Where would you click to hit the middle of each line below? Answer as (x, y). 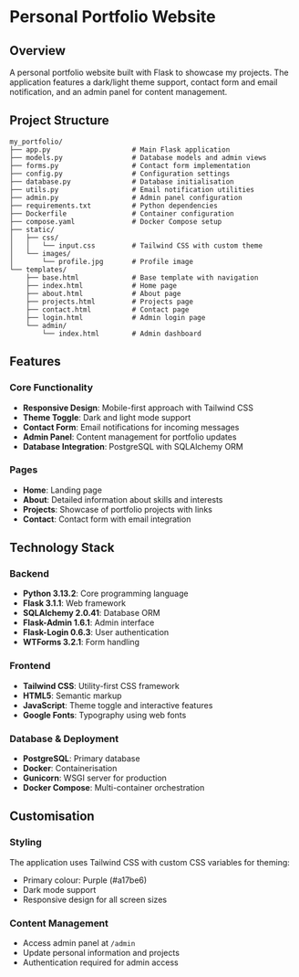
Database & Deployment (64, 738)
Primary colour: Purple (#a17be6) (85, 880)
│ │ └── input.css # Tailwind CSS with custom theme (136, 245)
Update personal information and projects (101, 953)
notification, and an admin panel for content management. (119, 92)
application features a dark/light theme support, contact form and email (144, 82)
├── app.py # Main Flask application (120, 149)
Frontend (30, 666)
